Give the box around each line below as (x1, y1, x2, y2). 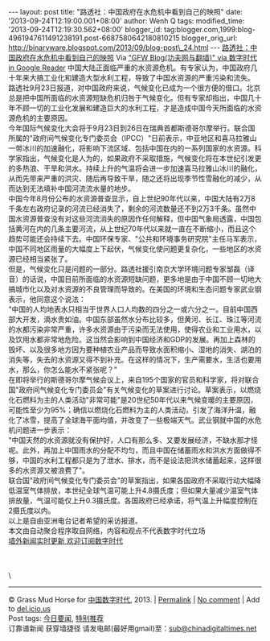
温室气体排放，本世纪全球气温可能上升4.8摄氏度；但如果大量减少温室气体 (14, 486, 259, 495)
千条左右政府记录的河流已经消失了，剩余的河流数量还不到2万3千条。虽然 (8, 204, 250, 213)
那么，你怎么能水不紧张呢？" (22, 365, 118, 374)
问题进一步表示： (14, 425, 72, 435)
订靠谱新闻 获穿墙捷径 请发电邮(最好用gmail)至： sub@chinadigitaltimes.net (8, 623, 257, 633)
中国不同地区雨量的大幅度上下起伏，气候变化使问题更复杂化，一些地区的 (8, 244, 247, 254)
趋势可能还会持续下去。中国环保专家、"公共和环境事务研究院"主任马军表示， (8, 234, 262, 243)
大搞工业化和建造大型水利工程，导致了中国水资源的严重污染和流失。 (29, 73, 255, 82)
